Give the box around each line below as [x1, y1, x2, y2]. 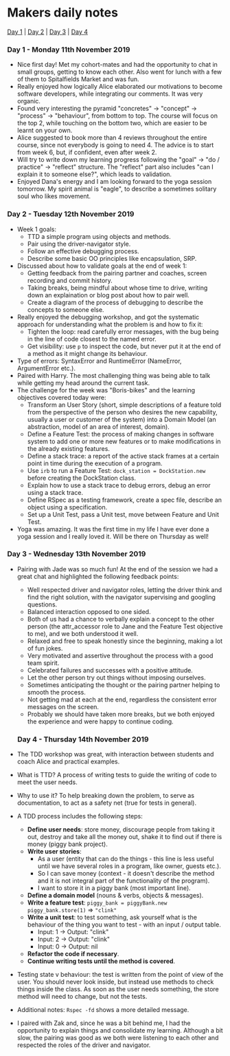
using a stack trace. [27, 488, 84, 496]
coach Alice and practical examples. [16, 757, 120, 765]
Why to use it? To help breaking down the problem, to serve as [16, 792, 194, 800]
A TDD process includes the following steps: [16, 812, 143, 821]
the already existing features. [27, 444, 110, 452]
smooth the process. [27, 688, 86, 696]
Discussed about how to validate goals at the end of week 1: [16, 262, 187, 270]
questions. [27, 600, 58, 609]
